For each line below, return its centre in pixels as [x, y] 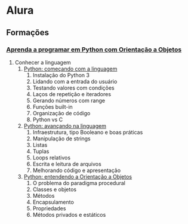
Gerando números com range [69, 100]
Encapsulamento [53, 202]
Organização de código [61, 113]
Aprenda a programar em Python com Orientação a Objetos [94, 50]
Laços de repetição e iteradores [72, 94]
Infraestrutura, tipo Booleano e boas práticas [88, 132]
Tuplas [41, 151]
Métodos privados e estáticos [69, 214]
